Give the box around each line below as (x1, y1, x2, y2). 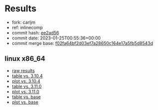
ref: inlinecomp (11, 24, 43, 30)
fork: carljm (11, 19, 36, 25)
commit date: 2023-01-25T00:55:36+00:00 (11, 35, 101, 41)
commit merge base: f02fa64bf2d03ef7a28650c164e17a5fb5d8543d (11, 40, 154, 46)
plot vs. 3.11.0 (11, 88, 39, 94)
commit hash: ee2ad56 (11, 30, 59, 36)
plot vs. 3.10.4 (11, 78, 41, 84)
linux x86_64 (4, 55, 46, 63)
